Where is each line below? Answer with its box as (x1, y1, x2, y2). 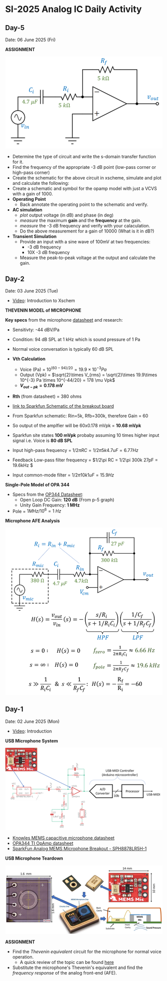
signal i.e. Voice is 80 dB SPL (12, 437, 73, 443)
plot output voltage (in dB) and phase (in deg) (19, 212, 114, 218)
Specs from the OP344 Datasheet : (12, 491, 84, 497)
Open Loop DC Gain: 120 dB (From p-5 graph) (19, 497, 115, 503)
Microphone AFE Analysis (5, 518, 60, 524)
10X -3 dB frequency (27, 250, 70, 256)
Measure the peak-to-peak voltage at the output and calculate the (19, 255, 156, 261)
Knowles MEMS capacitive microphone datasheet (12, 835, 115, 841)
